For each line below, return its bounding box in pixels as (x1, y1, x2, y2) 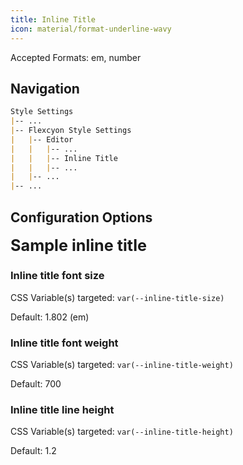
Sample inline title (10, 236, 148, 255)
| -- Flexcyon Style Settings (10, 126, 132, 136)
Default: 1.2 (10, 445, 57, 457)
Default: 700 (10, 377, 62, 390)
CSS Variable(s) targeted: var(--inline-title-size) (10, 291, 225, 303)
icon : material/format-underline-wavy (10, 24, 172, 34)
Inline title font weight (10, 336, 119, 350)
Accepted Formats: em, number (10, 51, 142, 63)
